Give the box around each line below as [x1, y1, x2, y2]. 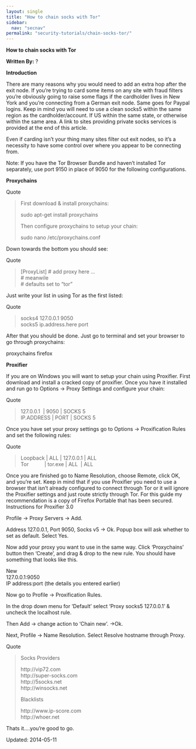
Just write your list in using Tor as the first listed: [6, 292, 123, 299]
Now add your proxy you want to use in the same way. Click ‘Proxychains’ [6, 544, 184, 551]
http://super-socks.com [20, 672, 78, 679]
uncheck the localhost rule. [6, 609, 72, 616]
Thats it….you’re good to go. [6, 725, 74, 732]
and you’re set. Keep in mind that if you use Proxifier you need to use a [6, 478, 177, 485]
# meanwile [20, 274, 49, 282]
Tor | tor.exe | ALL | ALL [20, 461, 94, 468]
